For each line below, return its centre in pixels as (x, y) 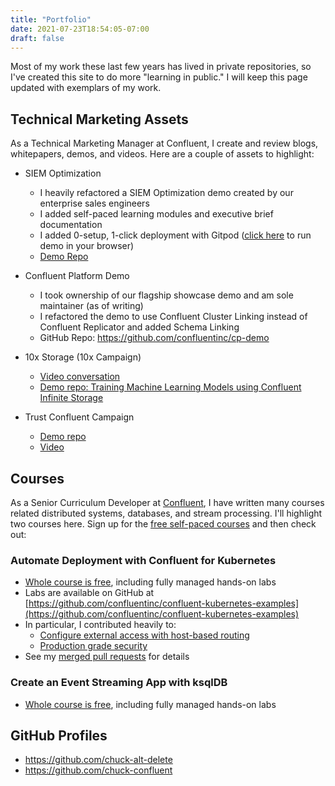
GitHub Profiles (59, 735)
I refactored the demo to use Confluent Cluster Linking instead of (173, 317)
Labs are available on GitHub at (89, 593)
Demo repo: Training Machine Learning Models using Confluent (170, 387)
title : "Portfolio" (51, 19)
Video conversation (80, 377)
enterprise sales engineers (94, 203)
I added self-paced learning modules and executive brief (156, 214)
